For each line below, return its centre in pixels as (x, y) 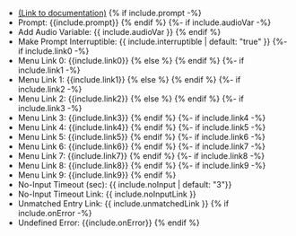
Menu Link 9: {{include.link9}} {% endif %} (97, 175)
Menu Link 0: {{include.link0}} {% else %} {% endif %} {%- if (131, 61)
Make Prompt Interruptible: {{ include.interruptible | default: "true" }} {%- (152, 41)
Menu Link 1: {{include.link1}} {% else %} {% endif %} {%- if (129, 79)
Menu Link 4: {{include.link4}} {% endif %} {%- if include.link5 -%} (142, 127)
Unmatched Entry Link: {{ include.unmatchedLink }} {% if (123, 204)
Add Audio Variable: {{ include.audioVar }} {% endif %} (119, 32)
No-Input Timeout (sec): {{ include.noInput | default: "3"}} (125, 184)
